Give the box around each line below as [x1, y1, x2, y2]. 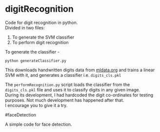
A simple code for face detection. [5, 121, 72, 127]
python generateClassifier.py [5, 58, 67, 63]
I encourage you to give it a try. [5, 102, 68, 108]
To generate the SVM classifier [12, 34, 75, 40]
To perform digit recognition [12, 39, 69, 45]
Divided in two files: [5, 24, 45, 30]
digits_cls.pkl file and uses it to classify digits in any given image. [5, 87, 140, 92]
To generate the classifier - [5, 49, 60, 55]
